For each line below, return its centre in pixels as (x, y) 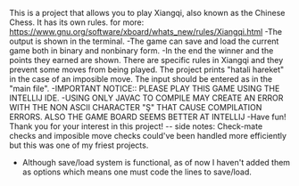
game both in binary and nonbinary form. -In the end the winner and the (141, 51)
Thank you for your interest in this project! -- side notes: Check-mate (136, 126)
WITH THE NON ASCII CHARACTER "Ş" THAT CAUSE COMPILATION (136, 107)
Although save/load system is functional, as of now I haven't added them (156, 162)
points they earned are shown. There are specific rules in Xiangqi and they (146, 60)
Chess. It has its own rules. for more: (77, 22)
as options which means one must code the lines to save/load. (137, 172)
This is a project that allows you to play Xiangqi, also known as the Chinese (147, 13)
